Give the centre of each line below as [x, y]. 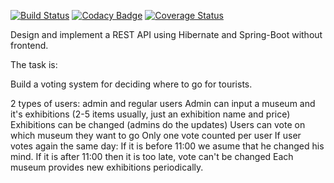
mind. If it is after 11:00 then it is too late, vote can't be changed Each [152, 156]
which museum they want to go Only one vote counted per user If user [156, 135]
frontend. [29, 45]
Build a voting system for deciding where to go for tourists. [131, 84]
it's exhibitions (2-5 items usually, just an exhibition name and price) [150, 114]
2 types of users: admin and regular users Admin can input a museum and [163, 103]
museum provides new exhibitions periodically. [107, 167]
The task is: [34, 64]
